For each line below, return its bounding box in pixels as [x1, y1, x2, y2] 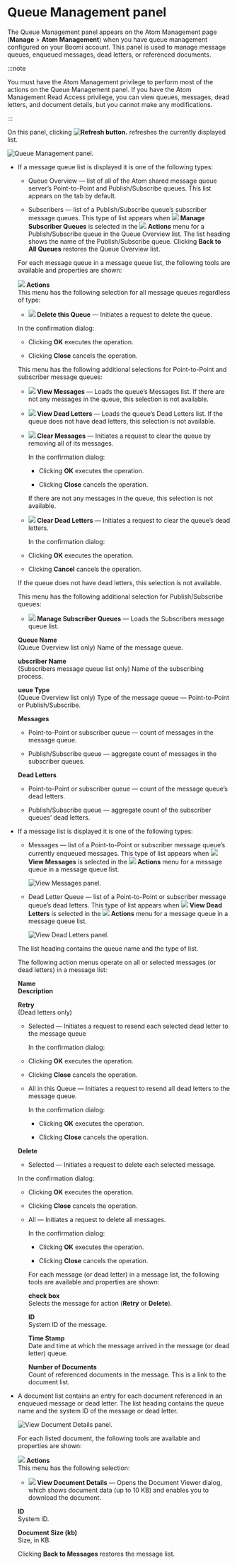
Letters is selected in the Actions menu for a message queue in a [28, 909, 229, 917]
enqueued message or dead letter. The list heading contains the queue [17, 1399, 224, 1407]
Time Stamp [28, 1333, 65, 1343]
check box [28, 1291, 60, 1300]
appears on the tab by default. [28, 191, 117, 200]
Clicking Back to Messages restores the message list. [17, 1549, 175, 1558]
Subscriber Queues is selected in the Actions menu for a [28, 222, 205, 230]
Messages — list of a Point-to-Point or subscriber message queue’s [28, 840, 226, 849]
